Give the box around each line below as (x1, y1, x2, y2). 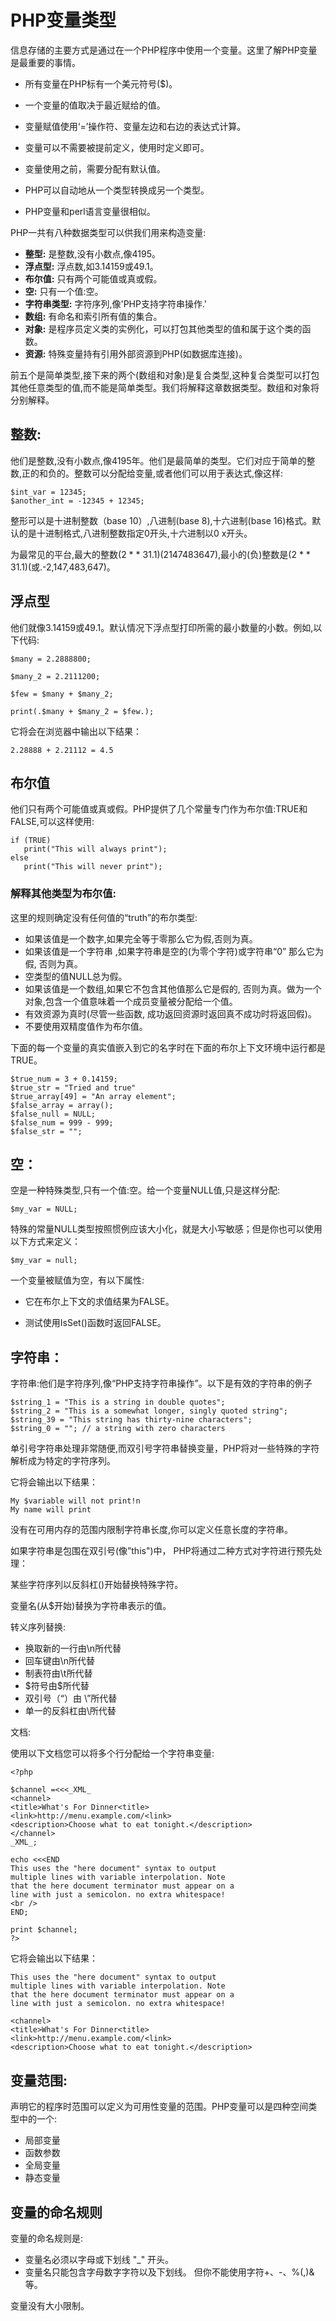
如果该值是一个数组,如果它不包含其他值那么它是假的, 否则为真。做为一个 (24, 982, 322, 995)
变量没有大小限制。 (10, 2299, 90, 2311)
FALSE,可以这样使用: (10, 816, 95, 828)
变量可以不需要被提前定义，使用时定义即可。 (24, 141, 210, 153)
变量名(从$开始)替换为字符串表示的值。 (10, 1600, 172, 1612)
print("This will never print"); (23, 862, 163, 872)
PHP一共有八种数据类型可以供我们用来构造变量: (10, 226, 207, 238)
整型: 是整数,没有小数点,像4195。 (24, 247, 161, 260)
